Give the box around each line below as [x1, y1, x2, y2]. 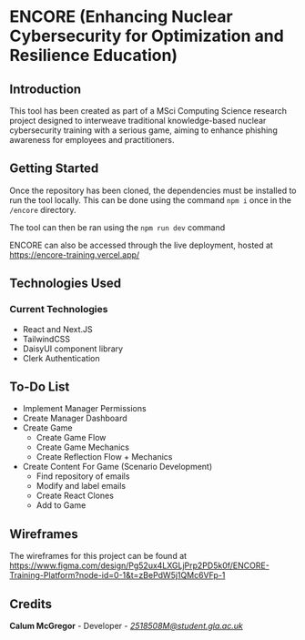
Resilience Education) [9, 46, 178, 66]
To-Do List [9, 379, 70, 394]
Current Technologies [9, 303, 108, 316]
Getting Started [9, 161, 99, 177]
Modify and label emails [36, 481, 126, 492]
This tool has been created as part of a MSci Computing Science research [9, 106, 287, 116]
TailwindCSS [22, 333, 71, 344]
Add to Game [36, 500, 86, 511]
